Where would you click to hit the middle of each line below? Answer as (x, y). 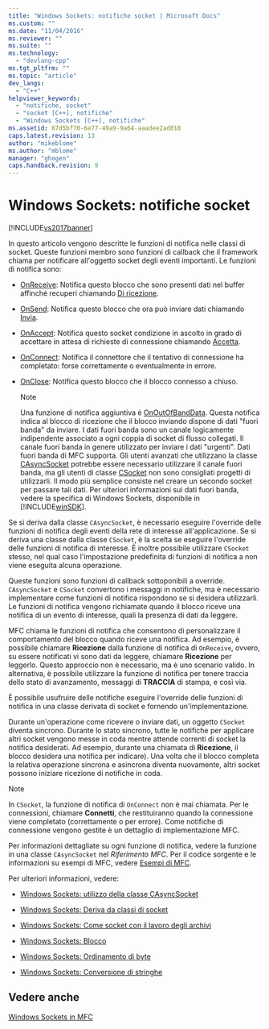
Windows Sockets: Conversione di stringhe (91, 973)
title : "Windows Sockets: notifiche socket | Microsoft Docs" (114, 16)
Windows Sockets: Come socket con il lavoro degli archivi (115, 925)
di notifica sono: (35, 269)
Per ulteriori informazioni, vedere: (63, 878)
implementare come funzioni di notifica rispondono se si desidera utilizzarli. (133, 598)
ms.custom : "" (32, 23)
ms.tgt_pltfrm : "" (39, 68)
